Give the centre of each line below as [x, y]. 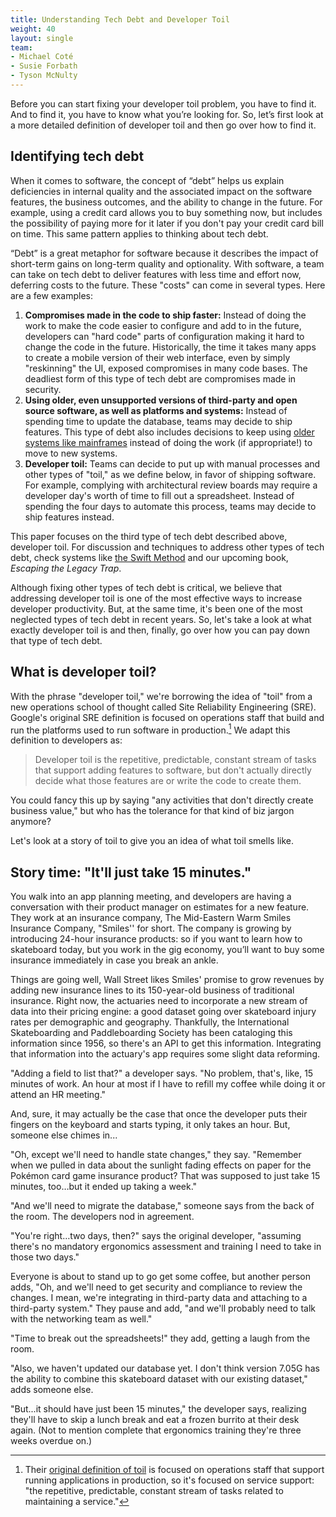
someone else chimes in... [64, 1135]
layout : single [42, 38]
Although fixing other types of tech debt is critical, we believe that [146, 587]
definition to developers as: [66, 740]
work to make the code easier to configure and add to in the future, [163, 325]
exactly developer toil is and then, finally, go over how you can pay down [160, 630]
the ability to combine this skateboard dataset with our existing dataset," [159, 1378]
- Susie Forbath [44, 66]
